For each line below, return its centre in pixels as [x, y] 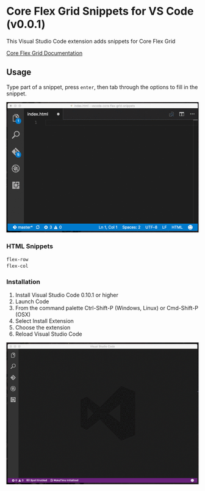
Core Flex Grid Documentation [45, 53]
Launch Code [32, 301]
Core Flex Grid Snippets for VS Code [100, 11]
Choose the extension [43, 328]
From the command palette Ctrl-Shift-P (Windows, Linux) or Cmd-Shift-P [106, 308]
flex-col [17, 266]
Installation [23, 281]
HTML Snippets [30, 246]
